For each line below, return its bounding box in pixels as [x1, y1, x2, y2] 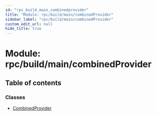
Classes [5, 94, 26, 101]
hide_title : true [5, 26, 42, 31]
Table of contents [5, 79, 61, 87]
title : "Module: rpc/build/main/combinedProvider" [5, 12, 114, 17]
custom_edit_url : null [5, 21, 53, 27]
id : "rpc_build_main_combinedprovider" [5, 7, 89, 13]
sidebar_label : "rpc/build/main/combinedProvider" [5, 17, 114, 22]
